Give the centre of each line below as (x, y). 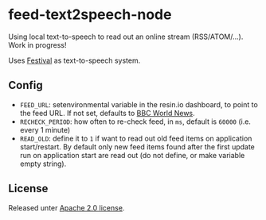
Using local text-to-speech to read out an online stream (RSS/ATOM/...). (126, 37)
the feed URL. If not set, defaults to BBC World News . (107, 113)
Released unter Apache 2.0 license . (66, 207)
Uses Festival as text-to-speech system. (74, 60)
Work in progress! (37, 44)
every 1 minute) (45, 129)
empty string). (43, 164)
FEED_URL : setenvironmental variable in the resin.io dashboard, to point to (139, 104)
